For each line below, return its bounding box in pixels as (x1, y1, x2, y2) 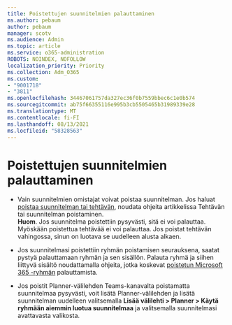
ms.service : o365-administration (7, 50, 105, 57)
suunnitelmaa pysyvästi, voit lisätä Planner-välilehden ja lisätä (17, 289, 196, 298)
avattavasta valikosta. (17, 312, 80, 320)
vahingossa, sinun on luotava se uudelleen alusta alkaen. (17, 232, 182, 241)
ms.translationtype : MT (7, 108, 77, 115)
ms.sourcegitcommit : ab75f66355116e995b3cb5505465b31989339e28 (7, 101, 196, 108)
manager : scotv (7, 29, 52, 37)
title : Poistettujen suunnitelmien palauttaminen (7, 10, 155, 17)
